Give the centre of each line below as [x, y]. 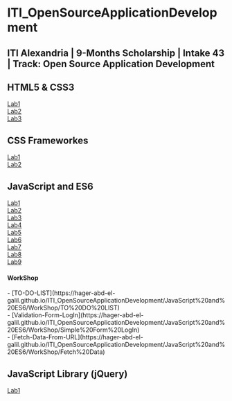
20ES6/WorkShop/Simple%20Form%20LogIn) [73, 330]
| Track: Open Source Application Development [111, 64]
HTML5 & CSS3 [41, 87]
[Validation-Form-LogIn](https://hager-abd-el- [78, 315]
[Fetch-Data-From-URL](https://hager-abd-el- [77, 337]
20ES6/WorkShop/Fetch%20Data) [56, 352]
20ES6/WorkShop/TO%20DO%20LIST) [63, 308]
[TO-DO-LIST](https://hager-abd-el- [63, 293]
